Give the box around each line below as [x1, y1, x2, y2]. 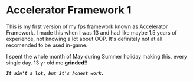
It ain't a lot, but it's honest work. [6, 70, 104, 76]
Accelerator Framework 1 [6, 4, 132, 17]
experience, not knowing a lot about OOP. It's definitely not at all [6, 35, 163, 42]
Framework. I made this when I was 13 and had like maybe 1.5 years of [6, 29, 177, 36]
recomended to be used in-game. [6, 42, 88, 49]
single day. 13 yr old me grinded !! [6, 59, 87, 66]
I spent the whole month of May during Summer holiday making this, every [6, 53, 188, 60]
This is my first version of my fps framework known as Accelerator [6, 23, 168, 30]
